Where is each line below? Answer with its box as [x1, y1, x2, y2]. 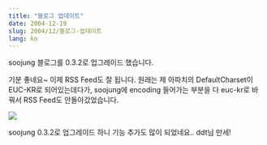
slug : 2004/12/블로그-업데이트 [8, 27, 102, 35]
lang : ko [8, 34, 38, 43]
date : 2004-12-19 [8, 19, 67, 28]
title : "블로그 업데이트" [8, 11, 84, 20]
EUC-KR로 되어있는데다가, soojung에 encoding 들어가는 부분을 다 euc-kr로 [8, 85, 250, 95]
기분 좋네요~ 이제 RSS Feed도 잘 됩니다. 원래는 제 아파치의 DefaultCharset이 [8, 75, 254, 85]
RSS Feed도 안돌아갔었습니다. [23, 95, 119, 105]
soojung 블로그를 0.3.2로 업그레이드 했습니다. [8, 58, 154, 67]
